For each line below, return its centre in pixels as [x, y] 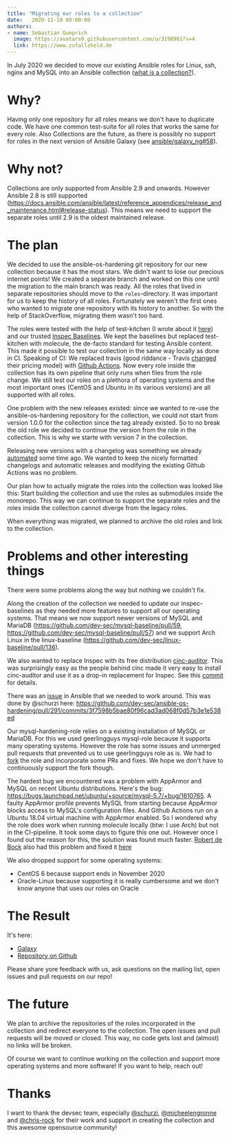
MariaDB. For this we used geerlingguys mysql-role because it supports [109, 738]
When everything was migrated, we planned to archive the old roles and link [115, 521]
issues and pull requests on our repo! [60, 976]
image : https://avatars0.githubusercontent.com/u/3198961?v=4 [104, 39]
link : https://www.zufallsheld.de [63, 45]
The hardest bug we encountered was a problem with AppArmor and [104, 781]
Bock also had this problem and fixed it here [69, 847]
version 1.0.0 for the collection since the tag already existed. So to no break [114, 422]
